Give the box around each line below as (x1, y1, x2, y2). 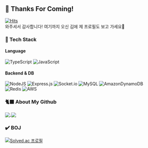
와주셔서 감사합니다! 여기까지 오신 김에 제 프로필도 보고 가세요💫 (5, 23, 125, 29)
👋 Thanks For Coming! (5, 5, 74, 13)
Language (5, 48, 26, 54)
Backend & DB (5, 70, 34, 76)
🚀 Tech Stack (5, 36, 37, 43)
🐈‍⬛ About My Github (5, 98, 57, 105)
